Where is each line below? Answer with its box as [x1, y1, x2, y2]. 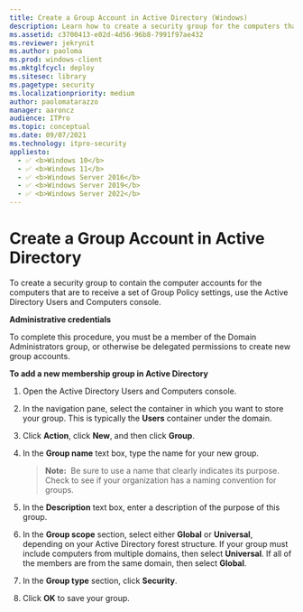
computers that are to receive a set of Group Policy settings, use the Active [9, 286, 289, 298]
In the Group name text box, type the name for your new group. [22, 448, 260, 459]
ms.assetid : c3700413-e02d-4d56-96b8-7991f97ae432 [9, 30, 204, 39]
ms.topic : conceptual [9, 123, 91, 132]
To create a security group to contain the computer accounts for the [9, 277, 262, 288]
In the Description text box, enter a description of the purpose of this [22, 502, 280, 513]
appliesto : [9, 147, 50, 156]
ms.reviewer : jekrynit [9, 38, 95, 48]
